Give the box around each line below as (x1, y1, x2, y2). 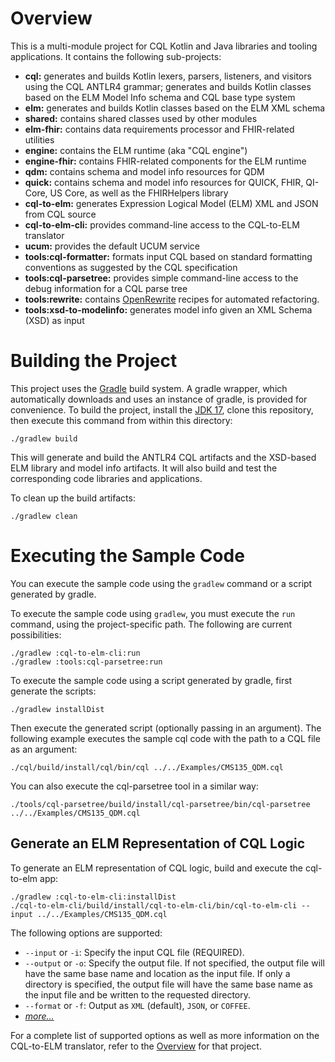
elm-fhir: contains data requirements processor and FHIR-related (24, 123, 295, 135)
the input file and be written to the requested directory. (24, 988, 252, 1001)
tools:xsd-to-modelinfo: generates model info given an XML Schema (24, 303, 313, 316)
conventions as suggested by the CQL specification (24, 261, 238, 273)
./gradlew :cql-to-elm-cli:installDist (10, 892, 177, 902)
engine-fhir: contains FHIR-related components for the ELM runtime (24, 155, 307, 167)
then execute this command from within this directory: (10, 414, 233, 426)
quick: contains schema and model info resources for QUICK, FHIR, (24, 176, 304, 188)
